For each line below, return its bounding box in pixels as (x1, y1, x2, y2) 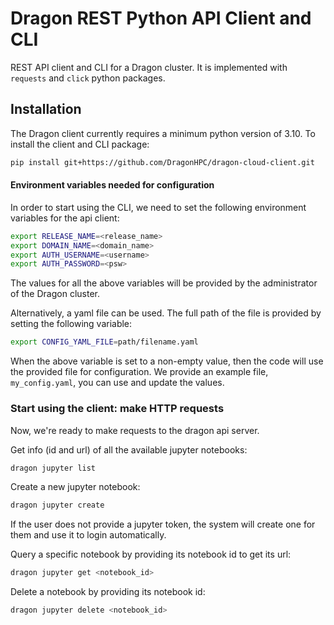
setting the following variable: (10, 318, 133, 330)
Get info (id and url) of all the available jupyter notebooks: (10, 443, 248, 456)
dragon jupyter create (10, 500, 105, 511)
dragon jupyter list (10, 463, 97, 473)
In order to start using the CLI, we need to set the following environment (10, 201, 307, 213)
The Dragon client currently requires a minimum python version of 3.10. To (10, 127, 316, 139)
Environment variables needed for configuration (10, 179, 215, 191)
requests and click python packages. (10, 72, 166, 84)
